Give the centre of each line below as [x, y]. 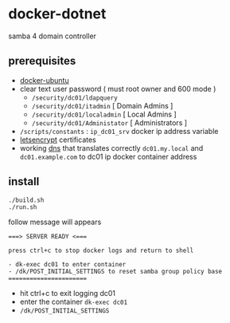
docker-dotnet [57, 14]
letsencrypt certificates [58, 140]
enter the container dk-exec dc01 [74, 301]
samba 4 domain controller [53, 36]
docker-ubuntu [44, 80]
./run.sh [23, 207]
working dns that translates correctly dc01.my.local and [111, 148]
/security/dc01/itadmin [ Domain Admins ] [102, 105]
